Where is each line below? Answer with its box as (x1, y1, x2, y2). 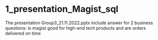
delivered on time (5, 30, 41, 36)
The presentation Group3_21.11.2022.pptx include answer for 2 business (5, 20, 153, 26)
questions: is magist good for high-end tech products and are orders (5, 25, 146, 31)
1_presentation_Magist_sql (5, 3, 119, 15)
